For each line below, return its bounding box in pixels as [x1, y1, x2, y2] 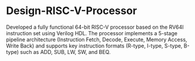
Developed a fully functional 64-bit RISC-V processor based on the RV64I [6, 23, 184, 30]
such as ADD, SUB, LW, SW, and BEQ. [20, 48, 111, 55]
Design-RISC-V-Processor [6, 4, 138, 18]
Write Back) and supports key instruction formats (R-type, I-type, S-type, [6, 42, 183, 49]
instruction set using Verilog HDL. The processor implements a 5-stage [6, 29, 177, 36]
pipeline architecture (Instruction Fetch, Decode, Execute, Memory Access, [6, 36, 187, 43]
